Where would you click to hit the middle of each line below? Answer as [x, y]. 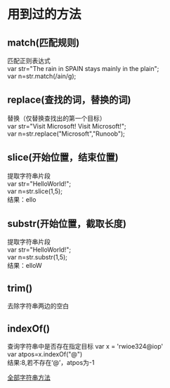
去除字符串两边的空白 [38, 306]
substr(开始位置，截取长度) [67, 224]
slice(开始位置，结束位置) [63, 158]
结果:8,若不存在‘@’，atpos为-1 [51, 363]
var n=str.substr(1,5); [38, 257]
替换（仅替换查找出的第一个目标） [57, 118]
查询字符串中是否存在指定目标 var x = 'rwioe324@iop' [85, 347]
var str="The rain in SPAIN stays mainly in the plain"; [83, 69]
